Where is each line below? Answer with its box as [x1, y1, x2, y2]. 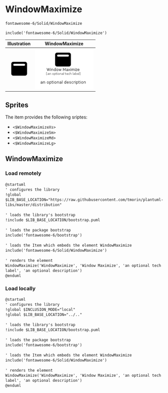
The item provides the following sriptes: [5, 114, 88, 120]
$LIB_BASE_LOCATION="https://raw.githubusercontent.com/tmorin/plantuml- [5, 197, 164, 202]
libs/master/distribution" [5, 202, 62, 207]
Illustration [7, 41, 31, 47]
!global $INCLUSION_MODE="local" [5, 307, 76, 312]
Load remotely [5, 170, 42, 177]
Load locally [5, 285, 36, 292]
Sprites [5, 100, 29, 109]
